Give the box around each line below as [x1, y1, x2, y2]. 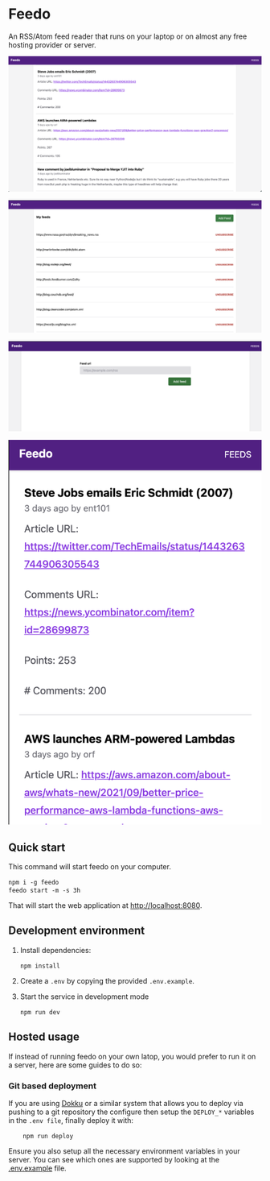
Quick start [8, 840, 66, 854]
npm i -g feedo [8, 879, 59, 887]
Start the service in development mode [19, 992, 149, 1001]
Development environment [8, 924, 145, 938]
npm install [19, 962, 60, 970]
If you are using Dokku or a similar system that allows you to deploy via [8, 1098, 243, 1108]
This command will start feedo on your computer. [8, 862, 171, 872]
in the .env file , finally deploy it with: [8, 1115, 134, 1125]
